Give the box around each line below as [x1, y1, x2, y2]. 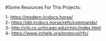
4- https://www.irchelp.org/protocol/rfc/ [5, 30, 89, 36]
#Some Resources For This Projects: [5, 5, 81, 10]
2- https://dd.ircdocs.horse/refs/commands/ [5, 20, 97, 25]
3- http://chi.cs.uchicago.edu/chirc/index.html [5, 25, 101, 31]
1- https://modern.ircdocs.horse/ [5, 14, 73, 20]
